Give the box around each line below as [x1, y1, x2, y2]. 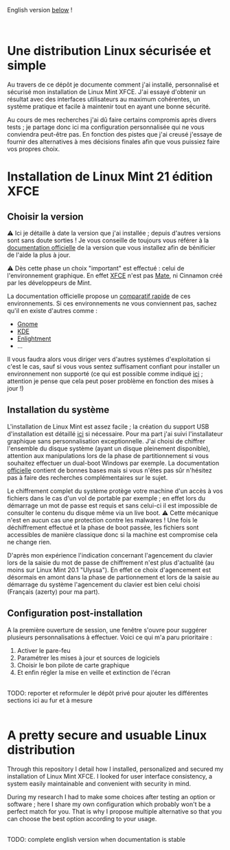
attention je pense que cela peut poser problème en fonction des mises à [7, 377, 214, 385]
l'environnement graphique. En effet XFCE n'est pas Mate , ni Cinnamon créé [7, 271, 223, 279]
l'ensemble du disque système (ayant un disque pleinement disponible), [7, 444, 211, 452]
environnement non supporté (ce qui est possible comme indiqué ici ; [7, 369, 203, 378]
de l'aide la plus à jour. [7, 251, 71, 259]
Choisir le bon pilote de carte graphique [16, 661, 130, 669]
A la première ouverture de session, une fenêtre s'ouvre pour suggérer [7, 625, 207, 634]
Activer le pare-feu [16, 646, 71, 654]
